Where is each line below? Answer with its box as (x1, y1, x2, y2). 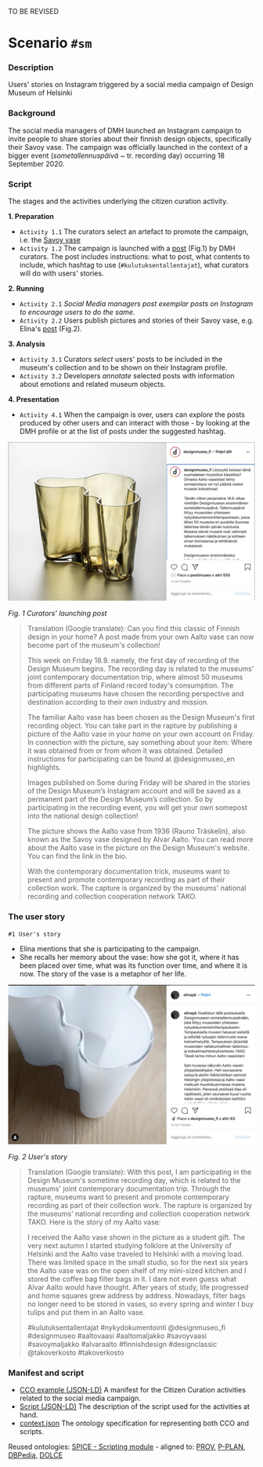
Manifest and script (8, 1367, 85, 1378)
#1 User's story (8, 930, 61, 939)
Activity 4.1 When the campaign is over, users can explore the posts (19, 410, 245, 419)
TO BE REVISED (8, 7, 59, 16)
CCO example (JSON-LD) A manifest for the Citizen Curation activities (19, 1385, 247, 1395)
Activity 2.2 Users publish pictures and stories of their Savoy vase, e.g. (19, 316, 254, 325)
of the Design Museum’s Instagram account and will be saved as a (27, 786, 241, 795)
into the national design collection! (27, 811, 139, 820)
